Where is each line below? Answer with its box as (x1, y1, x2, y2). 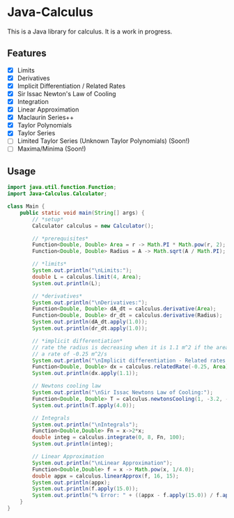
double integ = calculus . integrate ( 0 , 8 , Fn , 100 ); (32, 434, 186, 441)
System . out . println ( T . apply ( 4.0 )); (32, 402, 136, 409)
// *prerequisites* (32, 235, 89, 242)
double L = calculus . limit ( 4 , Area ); (32, 273, 141, 280)
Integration (17, 98, 49, 105)
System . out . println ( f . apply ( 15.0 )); (32, 485, 139, 492)
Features (7, 47, 47, 59)
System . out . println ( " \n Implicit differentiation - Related (32, 357, 208, 364)
